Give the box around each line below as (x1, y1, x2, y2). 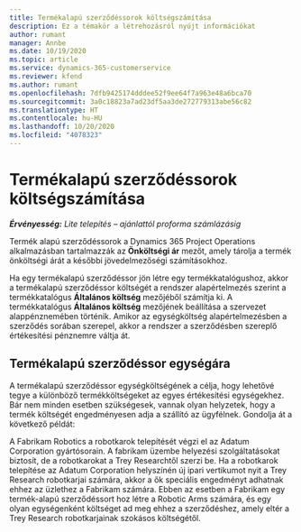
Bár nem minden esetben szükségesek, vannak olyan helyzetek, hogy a (9, 399, 276, 410)
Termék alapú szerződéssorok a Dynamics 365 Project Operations (9, 235, 256, 246)
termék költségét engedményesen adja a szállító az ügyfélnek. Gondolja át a (9, 408, 293, 419)
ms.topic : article (9, 55, 78, 64)
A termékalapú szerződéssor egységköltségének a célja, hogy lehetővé (9, 380, 275, 390)
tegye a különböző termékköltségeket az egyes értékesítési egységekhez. (9, 390, 285, 400)
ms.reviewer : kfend (9, 72, 83, 81)
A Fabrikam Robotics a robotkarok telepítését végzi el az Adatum (9, 436, 250, 446)
